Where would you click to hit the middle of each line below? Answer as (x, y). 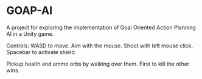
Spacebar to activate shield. (41, 52)
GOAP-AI (30, 11)
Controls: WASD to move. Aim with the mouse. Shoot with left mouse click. (100, 46)
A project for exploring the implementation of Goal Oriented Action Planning (101, 27)
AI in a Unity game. (30, 33)
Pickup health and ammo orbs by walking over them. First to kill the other (98, 64)
